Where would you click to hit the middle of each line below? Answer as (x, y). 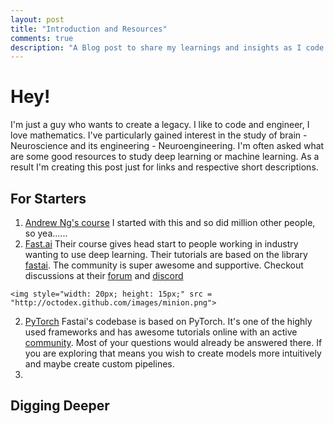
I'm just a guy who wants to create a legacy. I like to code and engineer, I (160, 125)
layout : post (37, 19)
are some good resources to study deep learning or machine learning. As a (165, 157)
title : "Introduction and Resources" (89, 29)
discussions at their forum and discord (104, 275)
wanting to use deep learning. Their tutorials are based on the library (166, 254)
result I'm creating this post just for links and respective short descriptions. (164, 167)
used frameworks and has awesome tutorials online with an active (161, 332)
